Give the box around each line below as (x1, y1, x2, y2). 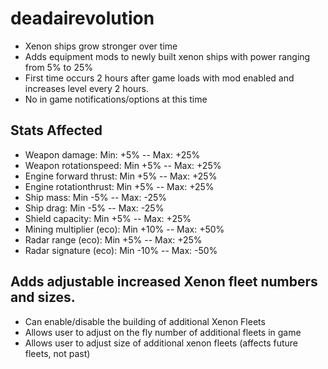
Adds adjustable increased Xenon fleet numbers (10, 273, 318, 291)
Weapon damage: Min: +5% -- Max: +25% (24, 148, 201, 161)
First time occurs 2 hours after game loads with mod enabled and (24, 72, 295, 84)
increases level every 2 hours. (24, 82, 149, 94)
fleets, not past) (24, 347, 91, 359)
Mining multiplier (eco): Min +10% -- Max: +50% (24, 223, 225, 235)
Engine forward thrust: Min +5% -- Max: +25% (24, 170, 218, 182)
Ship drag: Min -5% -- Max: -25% (24, 202, 165, 214)
